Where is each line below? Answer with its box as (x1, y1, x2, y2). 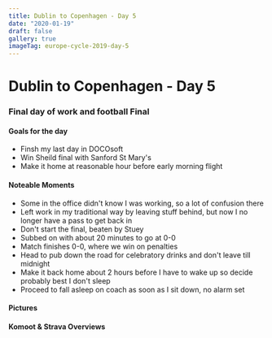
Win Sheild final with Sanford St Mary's (20, 153, 152, 162)
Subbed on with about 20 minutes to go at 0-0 (20, 232, 177, 242)
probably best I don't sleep (20, 275, 112, 285)
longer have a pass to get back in (20, 215, 133, 225)
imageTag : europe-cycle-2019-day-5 (8, 42, 129, 50)
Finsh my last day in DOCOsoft (20, 144, 124, 154)
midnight (20, 258, 50, 268)
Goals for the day (8, 126, 68, 136)
